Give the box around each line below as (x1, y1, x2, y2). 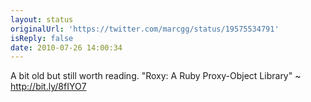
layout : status (10, 14, 74, 25)
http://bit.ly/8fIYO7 (10, 81, 87, 93)
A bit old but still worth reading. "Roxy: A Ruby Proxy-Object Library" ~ (10, 70, 302, 82)
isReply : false (10, 33, 74, 43)
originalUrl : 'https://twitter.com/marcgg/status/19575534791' (10, 24, 280, 34)
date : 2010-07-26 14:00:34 (10, 42, 123, 53)
